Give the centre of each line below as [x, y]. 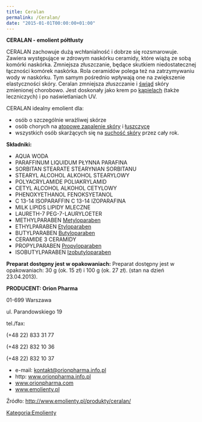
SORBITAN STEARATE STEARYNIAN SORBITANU [76, 169]
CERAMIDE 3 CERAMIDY [46, 239]
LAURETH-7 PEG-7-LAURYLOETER [58, 214]
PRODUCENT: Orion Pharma [42, 288]
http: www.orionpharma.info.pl [53, 377]
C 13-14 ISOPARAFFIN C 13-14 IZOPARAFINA [70, 201]
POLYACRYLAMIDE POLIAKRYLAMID [61, 182]
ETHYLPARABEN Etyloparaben [53, 227]
